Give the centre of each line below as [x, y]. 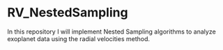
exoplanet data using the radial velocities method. [78, 38]
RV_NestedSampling [68, 13]
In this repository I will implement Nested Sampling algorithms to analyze [111, 32]
